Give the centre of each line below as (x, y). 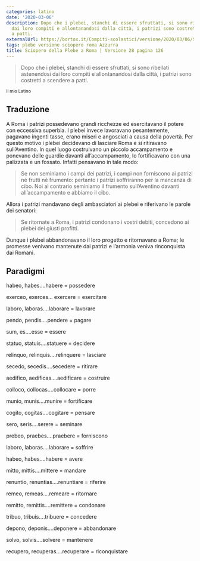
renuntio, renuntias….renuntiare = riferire (56, 482)
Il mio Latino (19, 91)
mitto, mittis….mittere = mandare (46, 471)
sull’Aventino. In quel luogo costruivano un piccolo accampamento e (90, 149)
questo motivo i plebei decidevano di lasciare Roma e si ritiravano (87, 143)
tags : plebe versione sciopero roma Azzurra (62, 45)
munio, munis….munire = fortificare (49, 401)
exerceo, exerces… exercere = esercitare (57, 297)
